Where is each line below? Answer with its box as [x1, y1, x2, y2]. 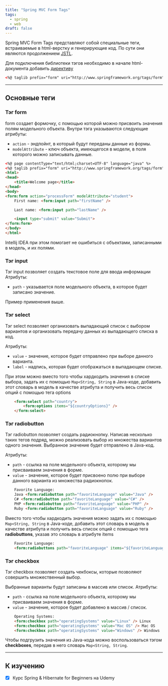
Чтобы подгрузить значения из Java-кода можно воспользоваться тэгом [5, 637, 162, 643]
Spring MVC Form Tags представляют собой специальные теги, [5, 40, 141, 46]
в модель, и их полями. [5, 244, 55, 251]
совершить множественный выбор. [5, 574, 81, 580]
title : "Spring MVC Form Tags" [5, 7, 70, 13]
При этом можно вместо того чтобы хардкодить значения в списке [5, 373, 150, 379]
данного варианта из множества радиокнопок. [12, 478, 113, 484]
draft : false [5, 26, 32, 31]
